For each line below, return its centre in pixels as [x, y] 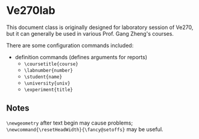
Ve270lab [31, 11]
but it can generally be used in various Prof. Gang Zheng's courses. [90, 33]
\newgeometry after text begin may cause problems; [70, 123]
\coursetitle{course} [51, 64]
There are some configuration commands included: [70, 45]
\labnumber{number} [49, 70]
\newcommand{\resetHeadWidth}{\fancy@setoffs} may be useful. [85, 129]
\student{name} [43, 77]
